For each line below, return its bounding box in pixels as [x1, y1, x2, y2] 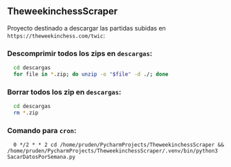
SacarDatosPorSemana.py [7, 154, 76, 161]
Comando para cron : [7, 125, 77, 135]
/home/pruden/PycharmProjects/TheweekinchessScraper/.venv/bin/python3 [7, 148, 218, 155]
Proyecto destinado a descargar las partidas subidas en [7, 24, 166, 32]
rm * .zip [13, 109, 39, 116]
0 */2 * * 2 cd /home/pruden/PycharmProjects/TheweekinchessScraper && [13, 141, 225, 148]
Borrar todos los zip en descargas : [7, 87, 122, 96]
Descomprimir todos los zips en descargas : [7, 49, 153, 58]
